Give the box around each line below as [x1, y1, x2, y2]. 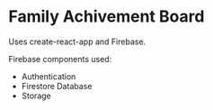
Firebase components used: [8, 53, 112, 64]
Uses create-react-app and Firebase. [8, 36, 146, 47]
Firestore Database [21, 80, 93, 91]
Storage [21, 90, 51, 101]
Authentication [21, 70, 76, 82]
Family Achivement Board [8, 6, 205, 27]
